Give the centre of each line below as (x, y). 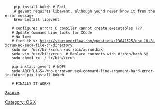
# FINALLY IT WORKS (31, 84)
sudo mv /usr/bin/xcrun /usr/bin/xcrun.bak (57, 50)
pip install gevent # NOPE (39, 67)
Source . (13, 93)
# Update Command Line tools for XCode (52, 33)
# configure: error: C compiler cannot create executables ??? (77, 28)
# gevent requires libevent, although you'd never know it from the (84, 11)
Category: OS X (21, 102)
